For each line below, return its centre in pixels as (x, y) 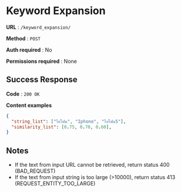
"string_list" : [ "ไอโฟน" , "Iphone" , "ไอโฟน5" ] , (69, 122)
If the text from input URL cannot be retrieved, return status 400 (92, 165)
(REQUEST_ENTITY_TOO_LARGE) (55, 184)
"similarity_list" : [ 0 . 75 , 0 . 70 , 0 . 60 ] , (61, 127)
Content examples (29, 105)
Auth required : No (29, 50)
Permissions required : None (42, 61)
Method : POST (24, 38)
